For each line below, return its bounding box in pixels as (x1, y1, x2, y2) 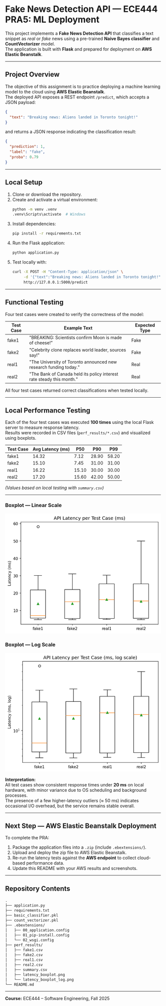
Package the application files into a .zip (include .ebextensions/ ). (12, 844, 147, 850)
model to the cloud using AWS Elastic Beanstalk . (5, 89, 105, 94)
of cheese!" (29, 340, 53, 346)
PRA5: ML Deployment (5, 14, 100, 25)
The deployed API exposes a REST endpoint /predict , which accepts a (5, 94, 150, 100)
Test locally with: (12, 259, 47, 265)
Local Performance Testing (5, 406, 90, 414)
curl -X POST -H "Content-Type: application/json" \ (12, 270, 124, 274)
